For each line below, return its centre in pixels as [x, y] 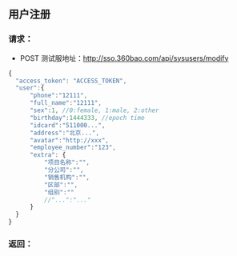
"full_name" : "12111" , [66, 103]
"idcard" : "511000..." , [67, 125]
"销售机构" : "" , [67, 177]
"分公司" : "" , [64, 170]
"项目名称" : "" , [67, 162]
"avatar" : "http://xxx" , [69, 140]
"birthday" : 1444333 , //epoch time [87, 118]
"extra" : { [48, 155]
